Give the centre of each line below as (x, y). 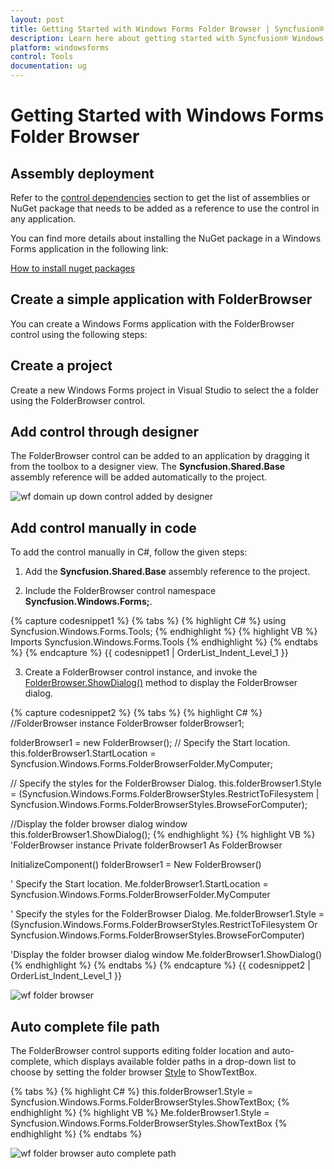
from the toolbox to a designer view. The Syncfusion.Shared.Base (148, 467)
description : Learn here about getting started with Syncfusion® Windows (167, 38)
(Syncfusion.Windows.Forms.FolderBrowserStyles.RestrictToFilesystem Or (164, 925)
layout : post (37, 19)
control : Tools (42, 57)
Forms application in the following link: (89, 249)
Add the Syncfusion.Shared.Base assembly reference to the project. (167, 572)
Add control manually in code (103, 527)
